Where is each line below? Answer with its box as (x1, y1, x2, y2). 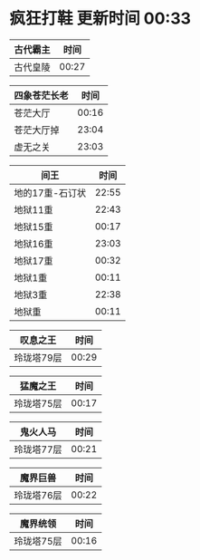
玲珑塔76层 (14, 488, 62, 501)
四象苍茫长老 (14, 89, 70, 101)
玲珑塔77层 (14, 443, 62, 456)
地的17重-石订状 (14, 187, 87, 199)
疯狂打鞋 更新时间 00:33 (9, 8, 192, 29)
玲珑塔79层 (14, 351, 62, 363)
